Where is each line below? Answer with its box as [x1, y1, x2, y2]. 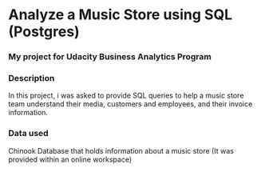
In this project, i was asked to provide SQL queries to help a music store [8, 90, 244, 101]
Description [8, 73, 55, 84]
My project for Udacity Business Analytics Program [8, 51, 212, 62]
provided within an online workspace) [8, 154, 132, 164]
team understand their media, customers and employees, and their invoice [8, 99, 253, 109]
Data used [8, 128, 49, 139]
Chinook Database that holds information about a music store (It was [8, 146, 234, 155]
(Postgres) [8, 22, 80, 41]
